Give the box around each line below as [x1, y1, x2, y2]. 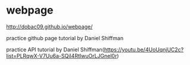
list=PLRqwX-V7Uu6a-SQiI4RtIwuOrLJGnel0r [6, 52, 117, 59]
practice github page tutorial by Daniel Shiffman [6, 34, 124, 41]
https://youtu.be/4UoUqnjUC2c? [104, 45, 184, 53]
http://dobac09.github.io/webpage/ [6, 23, 93, 30]
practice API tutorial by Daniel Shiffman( [6, 45, 104, 53]
